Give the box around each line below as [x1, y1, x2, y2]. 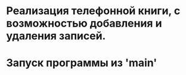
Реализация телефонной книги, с [6, 4, 181, 18]
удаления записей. [6, 30, 106, 43]
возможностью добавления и [6, 17, 162, 30]
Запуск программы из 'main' [6, 56, 157, 70]
